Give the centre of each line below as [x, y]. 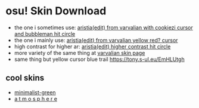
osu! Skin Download [56, 11]
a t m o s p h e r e [36, 98]
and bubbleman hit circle [45, 33]
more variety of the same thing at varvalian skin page [80, 53]
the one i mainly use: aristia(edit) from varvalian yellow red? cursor [96, 40]
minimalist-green [35, 92]
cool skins [25, 78]
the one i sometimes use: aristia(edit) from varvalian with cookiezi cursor [103, 27]
